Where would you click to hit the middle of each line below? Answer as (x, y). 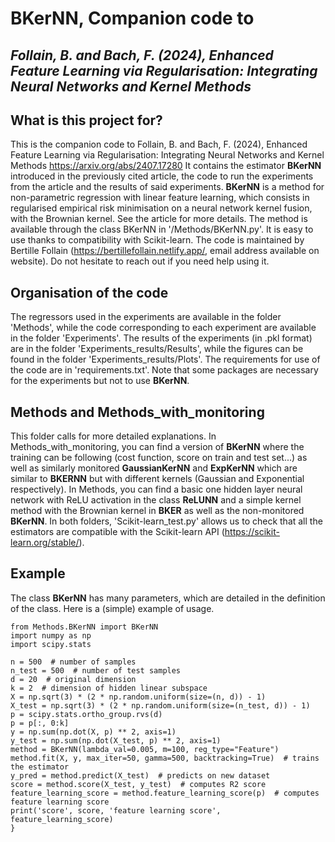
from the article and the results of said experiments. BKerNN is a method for (167, 187)
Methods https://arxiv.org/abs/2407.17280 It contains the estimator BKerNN (166, 166)
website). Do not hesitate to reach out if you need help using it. (140, 261)
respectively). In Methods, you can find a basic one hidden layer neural (156, 489)
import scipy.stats (51, 644)
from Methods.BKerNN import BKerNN (84, 627)
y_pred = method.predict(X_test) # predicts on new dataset (140, 775)
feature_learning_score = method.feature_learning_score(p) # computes (165, 793)
